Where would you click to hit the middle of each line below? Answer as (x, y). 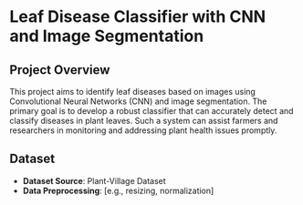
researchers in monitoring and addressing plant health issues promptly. (143, 130)
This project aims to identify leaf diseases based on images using (132, 92)
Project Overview (60, 70)
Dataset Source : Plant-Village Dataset (94, 180)
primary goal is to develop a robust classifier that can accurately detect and (151, 111)
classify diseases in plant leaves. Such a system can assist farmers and (144, 121)
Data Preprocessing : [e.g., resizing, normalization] (118, 190)
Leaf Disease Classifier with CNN (138, 17)
